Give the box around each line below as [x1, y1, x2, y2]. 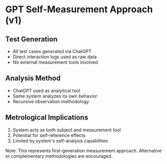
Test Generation [5, 35, 58, 43]
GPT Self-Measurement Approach [5, 4, 153, 15]
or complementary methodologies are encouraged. [5, 153, 113, 159]
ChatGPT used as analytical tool [12, 87, 81, 93]
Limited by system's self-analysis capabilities [12, 137, 108, 144]
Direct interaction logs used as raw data [12, 54, 97, 60]
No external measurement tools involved [12, 59, 98, 65]
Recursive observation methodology [12, 98, 89, 104]
